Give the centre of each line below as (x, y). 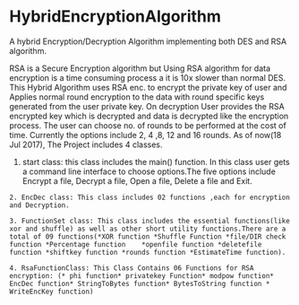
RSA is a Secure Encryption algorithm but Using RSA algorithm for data (140, 68)
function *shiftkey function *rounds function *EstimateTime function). (148, 252)
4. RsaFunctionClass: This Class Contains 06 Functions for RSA (132, 268)
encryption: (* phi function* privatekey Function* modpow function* (142, 275)
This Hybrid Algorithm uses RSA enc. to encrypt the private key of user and (148, 87)
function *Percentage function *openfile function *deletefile (136, 244)
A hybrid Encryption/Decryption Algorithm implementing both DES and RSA (148, 41)
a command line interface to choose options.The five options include (149, 171)
